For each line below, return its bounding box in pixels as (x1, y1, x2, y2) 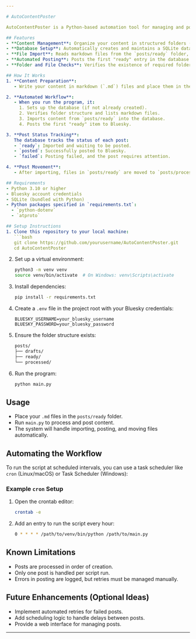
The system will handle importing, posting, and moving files (14, 425, 158, 432)
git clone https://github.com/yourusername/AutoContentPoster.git (13, 239, 179, 246)
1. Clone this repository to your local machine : (6, 229, 129, 235)
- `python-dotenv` (11, 207, 57, 214)
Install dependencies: (14, 283, 66, 290)
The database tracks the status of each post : (13, 137, 129, 143)
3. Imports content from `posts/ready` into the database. (19, 116, 166, 122)
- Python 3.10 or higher (6, 185, 66, 191)
